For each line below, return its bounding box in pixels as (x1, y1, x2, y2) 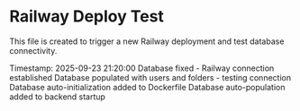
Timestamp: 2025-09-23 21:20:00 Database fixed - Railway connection (9, 63, 275, 73)
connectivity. (9, 45, 58, 55)
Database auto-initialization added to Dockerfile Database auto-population (9, 81, 286, 92)
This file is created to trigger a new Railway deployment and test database (9, 36, 285, 47)
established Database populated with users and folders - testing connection (9, 72, 291, 82)
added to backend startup (9, 91, 106, 102)
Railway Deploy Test (9, 6, 165, 27)
